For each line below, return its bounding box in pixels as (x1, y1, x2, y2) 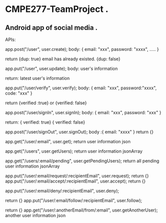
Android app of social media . (5, 23, 98, 32)
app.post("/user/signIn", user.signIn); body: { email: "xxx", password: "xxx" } (5, 110, 162, 115)
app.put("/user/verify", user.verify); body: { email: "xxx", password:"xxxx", (5, 85, 157, 91)
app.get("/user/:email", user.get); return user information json (5, 139, 131, 144)
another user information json (5, 213, 66, 218)
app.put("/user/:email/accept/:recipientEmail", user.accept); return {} (5, 178, 146, 184)
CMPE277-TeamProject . (5, 3, 108, 15)
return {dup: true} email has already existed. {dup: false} (5, 56, 121, 62)
